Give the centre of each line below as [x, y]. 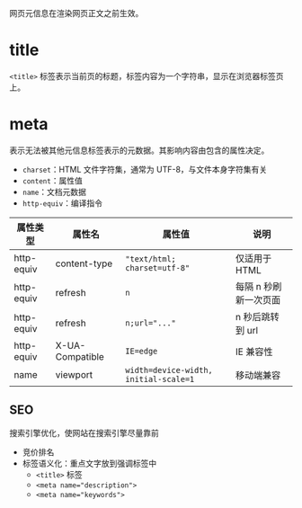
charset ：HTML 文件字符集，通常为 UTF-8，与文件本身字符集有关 [145, 169]
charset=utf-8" [158, 267]
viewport [74, 374]
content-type [84, 263]
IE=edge [142, 351]
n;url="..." [151, 323]
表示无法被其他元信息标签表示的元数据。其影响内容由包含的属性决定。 [139, 150]
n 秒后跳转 [258, 316]
